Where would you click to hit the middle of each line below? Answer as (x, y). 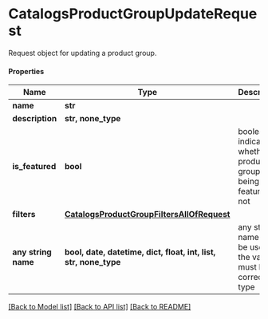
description (35, 119)
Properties (26, 71)
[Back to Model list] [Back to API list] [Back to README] (100, 307)
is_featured (34, 167)
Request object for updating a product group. (83, 53)
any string (32, 252)
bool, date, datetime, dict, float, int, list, (140, 252)
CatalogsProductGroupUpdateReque (133, 14)
